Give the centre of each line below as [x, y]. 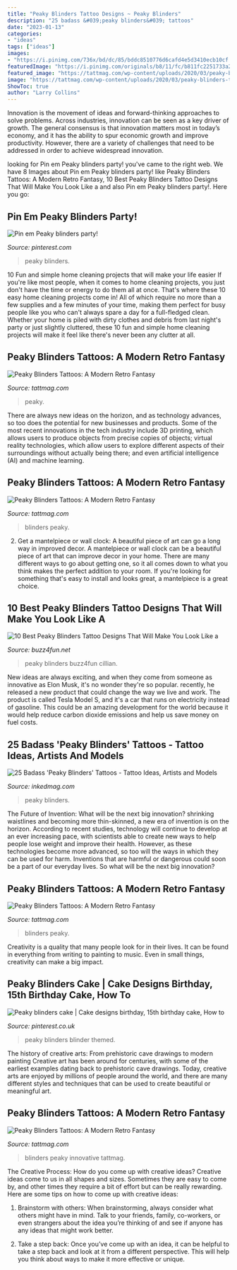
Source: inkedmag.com [41, 787]
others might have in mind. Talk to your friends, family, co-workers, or [119, 1215]
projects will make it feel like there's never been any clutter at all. [101, 335]
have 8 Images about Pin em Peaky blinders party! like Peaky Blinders [109, 172]
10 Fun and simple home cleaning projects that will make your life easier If [115, 275]
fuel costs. [23, 722]
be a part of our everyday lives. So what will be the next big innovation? [111, 867]
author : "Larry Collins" [44, 93]
